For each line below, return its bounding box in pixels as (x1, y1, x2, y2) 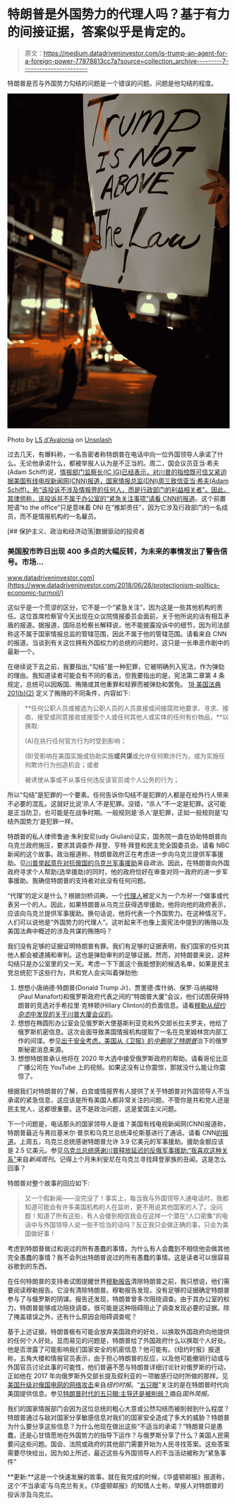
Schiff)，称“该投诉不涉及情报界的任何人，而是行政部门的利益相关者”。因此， (7, 485, 230, 494)
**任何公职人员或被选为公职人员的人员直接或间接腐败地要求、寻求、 (24, 703, 223, 712)
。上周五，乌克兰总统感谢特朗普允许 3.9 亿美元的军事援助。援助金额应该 (13, 1137, 224, 1146)
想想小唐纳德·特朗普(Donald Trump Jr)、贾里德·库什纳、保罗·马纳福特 (17, 983, 219, 991)
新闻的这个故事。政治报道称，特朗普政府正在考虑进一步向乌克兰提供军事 (7, 850, 217, 858)
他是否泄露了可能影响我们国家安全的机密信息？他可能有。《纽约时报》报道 (7, 1345, 221, 1354)
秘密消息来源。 (23, 1045, 68, 1054)
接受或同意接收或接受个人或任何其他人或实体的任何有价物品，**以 (37, 713, 229, 721)
